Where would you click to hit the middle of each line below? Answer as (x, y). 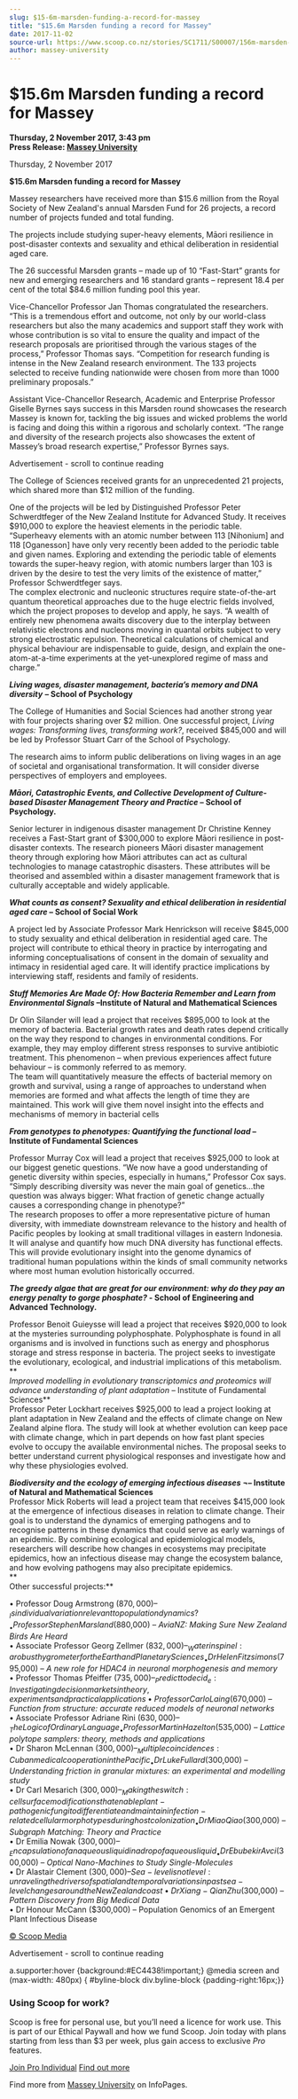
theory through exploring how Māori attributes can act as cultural (128, 858)
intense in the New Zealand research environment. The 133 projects (133, 364)
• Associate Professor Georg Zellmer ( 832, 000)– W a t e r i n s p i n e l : (125, 1646)
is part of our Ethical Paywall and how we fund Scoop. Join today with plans (148, 2032)
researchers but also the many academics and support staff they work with (146, 325)
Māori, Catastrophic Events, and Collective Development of (122, 793)
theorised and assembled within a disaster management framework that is (145, 876)
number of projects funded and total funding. (92, 217)
